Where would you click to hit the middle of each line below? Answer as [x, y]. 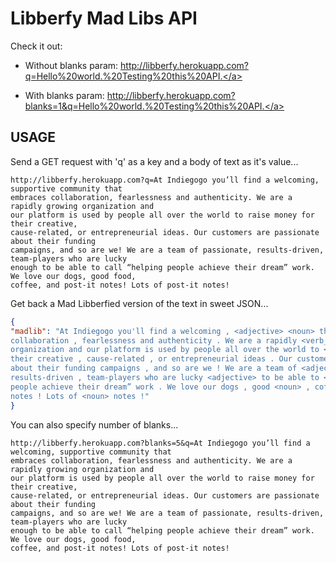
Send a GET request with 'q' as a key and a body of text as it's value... [154, 161]
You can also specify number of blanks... [94, 424]
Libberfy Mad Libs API [104, 18]
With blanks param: [64, 95]
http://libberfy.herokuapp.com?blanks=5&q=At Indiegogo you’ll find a [160, 443]
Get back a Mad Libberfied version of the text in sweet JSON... [139, 303]
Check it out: [36, 46]
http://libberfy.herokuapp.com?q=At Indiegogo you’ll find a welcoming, [165, 180]
